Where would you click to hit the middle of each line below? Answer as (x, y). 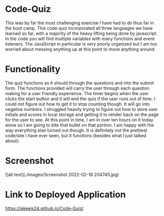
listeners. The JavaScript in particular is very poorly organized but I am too (81, 44)
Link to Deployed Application (65, 195)
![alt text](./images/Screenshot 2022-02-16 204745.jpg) (62, 174)
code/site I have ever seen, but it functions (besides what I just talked (76, 135)
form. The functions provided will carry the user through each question (77, 88)
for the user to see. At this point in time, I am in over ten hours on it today (79, 119)
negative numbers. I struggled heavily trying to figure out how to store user (82, 109)
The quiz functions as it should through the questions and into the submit (80, 83)
